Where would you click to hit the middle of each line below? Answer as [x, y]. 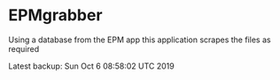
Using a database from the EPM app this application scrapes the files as [140, 40]
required [24, 48]
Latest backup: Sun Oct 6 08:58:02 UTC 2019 [91, 66]
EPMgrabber [55, 15]
